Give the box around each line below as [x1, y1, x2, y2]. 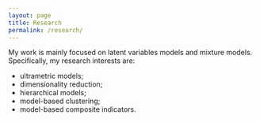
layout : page [8, 11, 52, 20]
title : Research [8, 19, 62, 27]
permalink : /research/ [8, 26, 83, 34]
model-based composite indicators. [19, 105, 136, 114]
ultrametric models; [19, 72, 84, 81]
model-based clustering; [19, 96, 101, 106]
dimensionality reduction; [19, 79, 103, 89]
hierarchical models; [19, 88, 87, 98]
